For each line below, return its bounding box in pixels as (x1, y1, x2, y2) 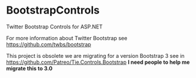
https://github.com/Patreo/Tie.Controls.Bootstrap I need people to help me (6, 58, 190, 66)
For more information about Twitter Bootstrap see (6, 34, 127, 41)
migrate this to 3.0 (6, 64, 52, 71)
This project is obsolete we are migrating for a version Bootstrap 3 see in (6, 52, 185, 59)
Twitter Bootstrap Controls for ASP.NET (6, 23, 103, 30)
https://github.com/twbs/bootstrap (6, 41, 91, 48)
